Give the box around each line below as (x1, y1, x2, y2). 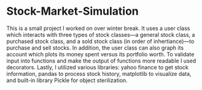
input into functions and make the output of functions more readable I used (6, 57, 196, 64)
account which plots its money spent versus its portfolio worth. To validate (6, 50, 195, 58)
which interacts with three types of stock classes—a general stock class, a (6, 31, 195, 38)
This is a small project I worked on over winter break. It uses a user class (6, 24, 190, 32)
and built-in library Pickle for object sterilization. (6, 77, 128, 84)
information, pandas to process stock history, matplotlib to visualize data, (6, 70, 192, 77)
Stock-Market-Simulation (6, 4, 139, 18)
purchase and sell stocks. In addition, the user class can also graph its (6, 44, 184, 51)
